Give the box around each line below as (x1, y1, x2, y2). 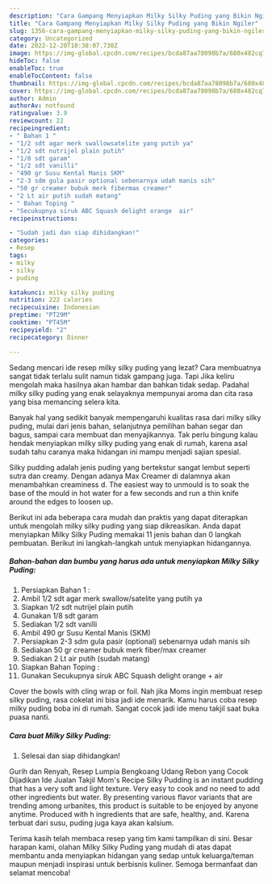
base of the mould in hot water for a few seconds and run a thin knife (9, 488, 239, 498)
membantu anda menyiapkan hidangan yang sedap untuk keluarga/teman (9, 851, 254, 861)
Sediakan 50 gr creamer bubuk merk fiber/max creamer (20, 645, 207, 655)
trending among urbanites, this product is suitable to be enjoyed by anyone (9, 801, 259, 811)
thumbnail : (9, 79, 46, 87)
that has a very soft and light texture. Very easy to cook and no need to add (9, 784, 261, 794)
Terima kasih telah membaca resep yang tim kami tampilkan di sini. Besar (9, 834, 253, 844)
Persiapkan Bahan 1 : (20, 586, 91, 595)
